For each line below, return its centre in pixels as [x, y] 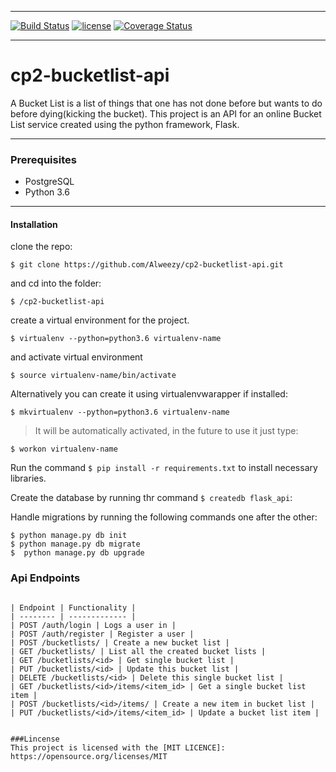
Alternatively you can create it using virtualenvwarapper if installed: [149, 394]
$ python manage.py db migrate [75, 544]
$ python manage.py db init [69, 536]
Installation [34, 224]
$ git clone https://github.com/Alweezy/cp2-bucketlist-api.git [147, 265]
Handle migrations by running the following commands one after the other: [164, 517]
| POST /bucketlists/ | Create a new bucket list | [120, 642]
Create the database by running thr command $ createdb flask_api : [151, 498]
